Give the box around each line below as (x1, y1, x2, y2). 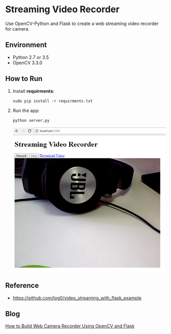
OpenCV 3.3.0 (12, 60, 43, 66)
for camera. (5, 25, 30, 32)
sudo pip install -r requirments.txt (12, 98, 93, 104)
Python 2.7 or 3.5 (12, 54, 49, 60)
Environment (5, 41, 47, 49)
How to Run (5, 74, 43, 83)
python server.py (12, 118, 50, 123)
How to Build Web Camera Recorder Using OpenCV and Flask (5, 323, 135, 329)
